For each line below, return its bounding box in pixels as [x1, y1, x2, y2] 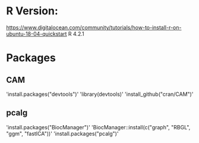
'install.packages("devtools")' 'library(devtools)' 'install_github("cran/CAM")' [6, 91, 194, 98]
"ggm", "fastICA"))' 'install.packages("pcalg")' [6, 130, 119, 137]
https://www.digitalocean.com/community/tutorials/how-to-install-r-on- [6, 24, 182, 31]
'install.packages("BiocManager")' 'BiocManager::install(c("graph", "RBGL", [6, 123, 191, 130]
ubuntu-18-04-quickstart [6, 30, 67, 37]
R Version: [6, 4, 58, 18]
